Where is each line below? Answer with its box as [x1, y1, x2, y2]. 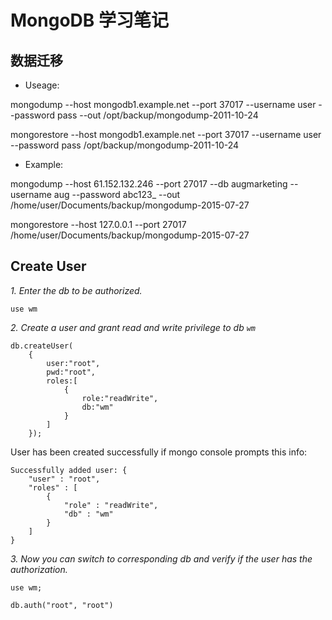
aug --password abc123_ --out [53, 189, 181, 200]
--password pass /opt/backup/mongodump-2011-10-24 [10, 139, 240, 151]
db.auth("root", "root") [10, 600, 114, 610]
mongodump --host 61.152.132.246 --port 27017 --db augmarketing [10, 178, 288, 190]
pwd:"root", [46, 367, 97, 377]
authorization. [10, 563, 68, 575]
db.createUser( [10, 341, 74, 351]
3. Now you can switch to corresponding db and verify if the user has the [10, 552, 313, 565]
